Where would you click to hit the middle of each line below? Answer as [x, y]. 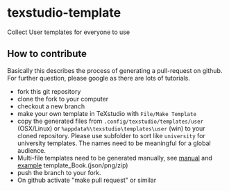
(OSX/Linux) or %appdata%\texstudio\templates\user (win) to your [111, 128]
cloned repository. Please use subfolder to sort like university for [111, 135]
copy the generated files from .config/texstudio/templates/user [110, 121]
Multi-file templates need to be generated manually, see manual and [115, 158]
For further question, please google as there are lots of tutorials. [99, 78]
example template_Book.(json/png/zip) [73, 165]
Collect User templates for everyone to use [69, 32]
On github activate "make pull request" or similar [87, 180]
